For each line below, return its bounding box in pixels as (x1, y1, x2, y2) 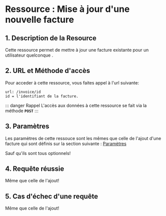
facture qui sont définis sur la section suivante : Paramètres (5, 141, 127, 146)
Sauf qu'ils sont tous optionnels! (5, 150, 71, 156)
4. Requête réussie (5, 165, 64, 173)
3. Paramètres (5, 122, 50, 131)
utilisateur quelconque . (5, 52, 54, 58)
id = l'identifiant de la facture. (5, 93, 79, 99)
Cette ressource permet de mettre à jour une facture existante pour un (5, 47, 149, 53)
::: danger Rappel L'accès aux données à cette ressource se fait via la (5, 102, 147, 108)
